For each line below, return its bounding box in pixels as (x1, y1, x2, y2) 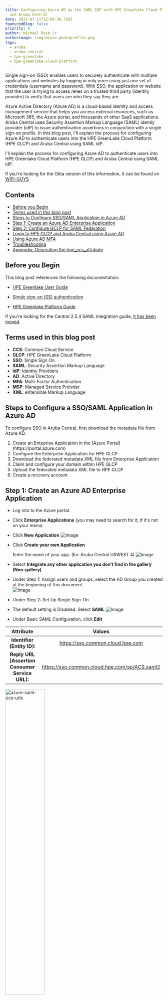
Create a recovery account (12, 472, 68, 478)
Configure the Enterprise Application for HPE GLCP (12, 450, 118, 456)
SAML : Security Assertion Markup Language (12, 362, 105, 369)
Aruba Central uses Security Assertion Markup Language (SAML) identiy (5, 119, 155, 125)
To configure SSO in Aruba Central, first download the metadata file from (5, 425, 155, 431)
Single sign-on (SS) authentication (12, 294, 83, 300)
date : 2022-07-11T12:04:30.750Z (5, 17, 72, 22)
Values (92, 628, 110, 635)
